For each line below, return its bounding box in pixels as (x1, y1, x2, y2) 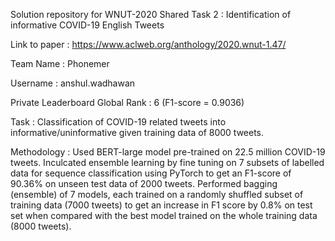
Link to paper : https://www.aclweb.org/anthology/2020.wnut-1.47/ (10, 39, 287, 50)
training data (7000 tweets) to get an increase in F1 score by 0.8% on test (10, 199, 313, 211)
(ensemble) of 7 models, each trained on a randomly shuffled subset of (10, 189, 304, 200)
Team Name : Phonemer (10, 58, 110, 69)
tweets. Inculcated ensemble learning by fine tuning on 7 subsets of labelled (10, 157, 325, 168)
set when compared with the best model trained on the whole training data (10, 210, 318, 221)
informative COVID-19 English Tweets (10, 19, 165, 31)
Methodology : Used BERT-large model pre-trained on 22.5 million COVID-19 (10, 146, 326, 158)
